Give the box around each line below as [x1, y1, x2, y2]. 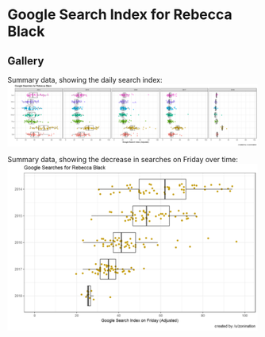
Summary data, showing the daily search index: [7, 76, 163, 84]
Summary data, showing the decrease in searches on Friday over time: [7, 155, 239, 164]
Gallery [7, 54, 44, 68]
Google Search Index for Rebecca [7, 6, 232, 24]
